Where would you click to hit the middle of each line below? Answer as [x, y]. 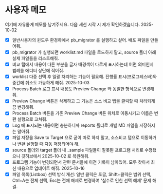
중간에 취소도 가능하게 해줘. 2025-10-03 [51, 83]
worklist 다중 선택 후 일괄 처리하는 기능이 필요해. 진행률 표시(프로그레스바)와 [84, 77]
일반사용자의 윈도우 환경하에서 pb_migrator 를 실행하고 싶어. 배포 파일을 [81, 40]
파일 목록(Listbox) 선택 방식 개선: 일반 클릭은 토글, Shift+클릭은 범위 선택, [82, 174]
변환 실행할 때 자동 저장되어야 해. [48, 144]
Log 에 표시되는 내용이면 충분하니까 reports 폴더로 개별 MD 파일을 [75, 125]
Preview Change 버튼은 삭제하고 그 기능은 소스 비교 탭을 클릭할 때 [75, 101]
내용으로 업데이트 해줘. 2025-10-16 [51, 168]
